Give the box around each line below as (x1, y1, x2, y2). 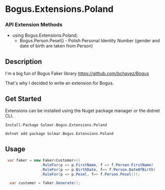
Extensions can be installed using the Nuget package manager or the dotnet (5, 108, 160, 114)
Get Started (5, 94, 41, 103)
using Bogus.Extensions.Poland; (12, 32, 78, 38)
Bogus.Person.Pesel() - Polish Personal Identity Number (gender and (19, 38, 160, 44)
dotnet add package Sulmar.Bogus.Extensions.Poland (5, 131, 114, 136)
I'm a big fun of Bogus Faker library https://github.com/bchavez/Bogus (5, 70, 149, 76)
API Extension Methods (5, 21, 63, 28)
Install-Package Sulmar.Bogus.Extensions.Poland (5, 123, 107, 127)
